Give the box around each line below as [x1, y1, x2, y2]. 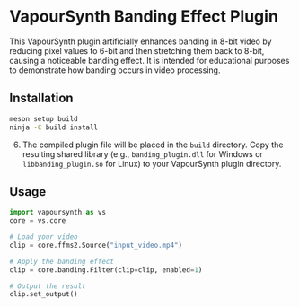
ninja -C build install [9, 123, 99, 132]
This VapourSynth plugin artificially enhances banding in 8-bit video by [9, 36, 272, 47]
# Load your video [9, 232, 78, 241]
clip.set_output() [9, 290, 78, 299]
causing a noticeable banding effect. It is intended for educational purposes [9, 55, 290, 66]
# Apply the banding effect [9, 257, 115, 266]
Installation [9, 91, 74, 106]
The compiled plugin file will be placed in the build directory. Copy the [22, 139, 284, 150]
